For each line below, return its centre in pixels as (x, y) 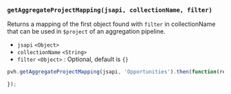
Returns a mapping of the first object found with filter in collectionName (111, 24)
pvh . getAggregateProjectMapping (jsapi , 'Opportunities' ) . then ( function (112, 72)
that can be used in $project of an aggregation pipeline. (87, 32)
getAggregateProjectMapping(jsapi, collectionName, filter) (110, 10)
